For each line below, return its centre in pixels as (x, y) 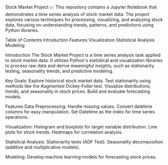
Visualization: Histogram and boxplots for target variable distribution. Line (81, 127)
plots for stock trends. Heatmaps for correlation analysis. (64, 132)
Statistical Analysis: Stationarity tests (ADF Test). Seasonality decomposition (84, 142)
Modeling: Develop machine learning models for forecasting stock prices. (81, 157)
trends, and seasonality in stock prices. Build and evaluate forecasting (78, 91)
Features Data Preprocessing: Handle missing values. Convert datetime (79, 106)
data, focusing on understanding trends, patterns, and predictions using (79, 25)
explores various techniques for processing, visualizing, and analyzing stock (84, 20)
